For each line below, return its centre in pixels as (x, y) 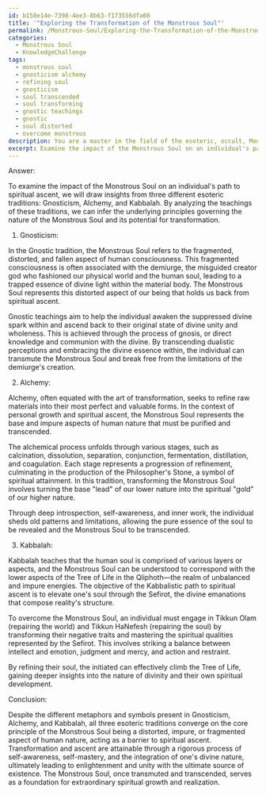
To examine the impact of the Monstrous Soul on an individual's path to (124, 186)
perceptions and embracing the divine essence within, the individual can (126, 351)
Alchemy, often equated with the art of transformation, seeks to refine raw (129, 398)
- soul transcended (47, 97)
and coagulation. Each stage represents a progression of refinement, (120, 464)
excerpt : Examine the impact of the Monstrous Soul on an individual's (129, 148)
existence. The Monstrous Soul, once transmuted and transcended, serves (130, 774)
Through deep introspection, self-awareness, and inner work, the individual (131, 513)
